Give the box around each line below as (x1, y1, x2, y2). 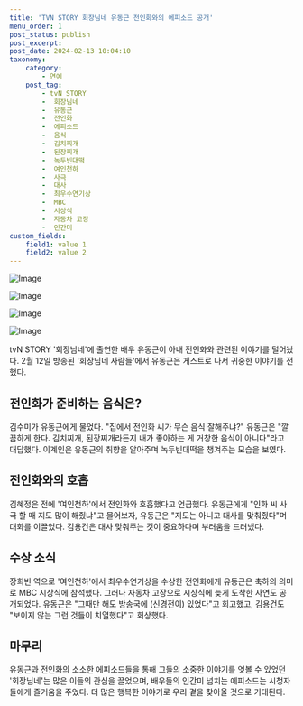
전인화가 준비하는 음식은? (9, 395, 142, 411)
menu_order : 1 (9, 22, 63, 31)
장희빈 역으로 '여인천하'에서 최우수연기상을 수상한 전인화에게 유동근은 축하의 (9, 575, 277, 587)
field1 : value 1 (25, 240, 87, 249)
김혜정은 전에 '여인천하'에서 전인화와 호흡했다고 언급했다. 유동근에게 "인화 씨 (9, 498, 278, 509)
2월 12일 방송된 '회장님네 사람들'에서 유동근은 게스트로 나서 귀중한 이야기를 (21, 356, 284, 367)
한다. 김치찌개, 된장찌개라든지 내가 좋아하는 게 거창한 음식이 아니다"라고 (32, 432, 285, 443)
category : (25, 64, 63, 73)
